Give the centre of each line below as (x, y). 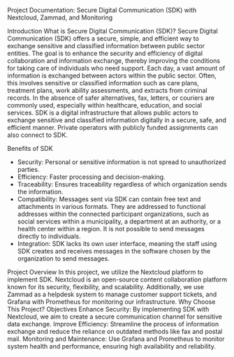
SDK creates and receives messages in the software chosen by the (114, 251)
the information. (40, 192)
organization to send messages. (63, 258)
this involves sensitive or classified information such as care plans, (103, 83)
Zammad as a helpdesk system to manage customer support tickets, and (112, 294)
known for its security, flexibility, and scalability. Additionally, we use (106, 287)
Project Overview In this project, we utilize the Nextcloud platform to (105, 272)
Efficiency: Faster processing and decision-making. (91, 177)
